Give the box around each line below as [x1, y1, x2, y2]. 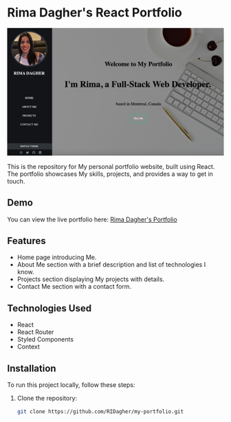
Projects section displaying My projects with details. [16, 275, 165, 283]
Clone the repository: [16, 394, 78, 402]
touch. [7, 177, 25, 185]
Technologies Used [7, 302, 91, 314]
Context [16, 342, 40, 351]
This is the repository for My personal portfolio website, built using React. [7, 162, 215, 170]
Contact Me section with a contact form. [16, 282, 132, 291]
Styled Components [16, 335, 74, 344]
